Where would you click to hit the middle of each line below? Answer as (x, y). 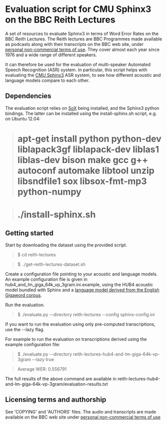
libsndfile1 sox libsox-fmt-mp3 (82, 181)
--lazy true (43, 359)
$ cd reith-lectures (37, 254)
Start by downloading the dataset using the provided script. (66, 245)
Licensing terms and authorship (56, 400)
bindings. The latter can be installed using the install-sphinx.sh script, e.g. (81, 113)
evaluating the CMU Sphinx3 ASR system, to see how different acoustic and (83, 75)
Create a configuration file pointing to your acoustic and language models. (82, 274)
